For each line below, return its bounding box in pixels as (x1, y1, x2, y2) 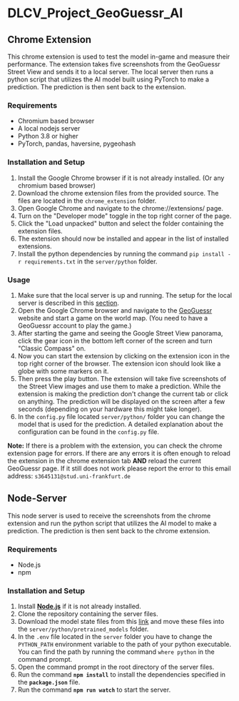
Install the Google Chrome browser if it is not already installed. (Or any (17, 173, 225, 182)
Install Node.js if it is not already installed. (17, 602, 141, 611)
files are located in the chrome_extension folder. (17, 196, 157, 205)
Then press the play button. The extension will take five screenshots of (17, 374, 227, 383)
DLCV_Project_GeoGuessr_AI (7, 5, 183, 21)
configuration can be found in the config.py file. (17, 427, 159, 436)
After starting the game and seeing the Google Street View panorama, (17, 328, 223, 337)
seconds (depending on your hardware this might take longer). (17, 405, 202, 413)
